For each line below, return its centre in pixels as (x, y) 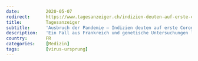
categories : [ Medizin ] (38, 44)
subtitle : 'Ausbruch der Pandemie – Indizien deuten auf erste (92, 28)
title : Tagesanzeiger (43, 22)
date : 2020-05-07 (39, 11)
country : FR (29, 38)
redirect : (18, 17)
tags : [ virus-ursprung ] (47, 49)
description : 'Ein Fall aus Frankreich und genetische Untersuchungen (97, 33)
